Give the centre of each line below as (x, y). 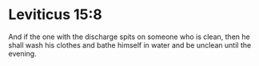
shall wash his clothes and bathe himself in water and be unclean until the (130, 45)
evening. (23, 53)
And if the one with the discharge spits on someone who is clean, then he (129, 37)
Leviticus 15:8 (55, 15)
